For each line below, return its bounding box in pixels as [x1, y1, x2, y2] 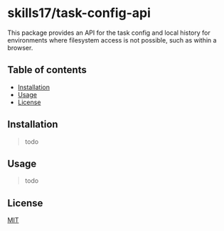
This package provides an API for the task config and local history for [7, 28, 211, 37]
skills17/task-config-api [7, 5, 151, 21]
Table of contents [7, 64, 87, 76]
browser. [7, 43, 33, 52]
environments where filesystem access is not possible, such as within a [7, 35, 217, 44]
